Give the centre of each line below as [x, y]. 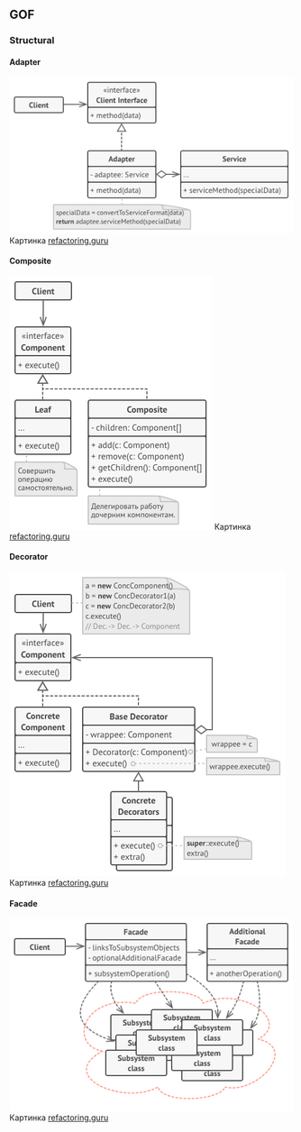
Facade [23, 903]
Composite [31, 261]
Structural [32, 41]
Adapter [25, 61]
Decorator [29, 557]
